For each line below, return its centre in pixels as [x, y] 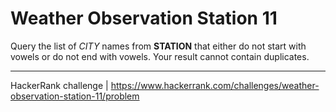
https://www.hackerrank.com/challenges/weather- [215, 85]
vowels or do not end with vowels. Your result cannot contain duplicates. [160, 56]
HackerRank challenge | [59, 85]
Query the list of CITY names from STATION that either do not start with [158, 46]
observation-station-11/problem [75, 96]
